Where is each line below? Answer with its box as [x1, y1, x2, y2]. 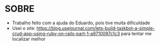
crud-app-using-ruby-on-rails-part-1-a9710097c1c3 [12, 30, 120, 36]
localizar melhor [12, 36, 46, 42]
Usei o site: [12, 25, 36, 31]
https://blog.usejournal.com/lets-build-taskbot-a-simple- [36, 25, 155, 31]
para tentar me [121, 30, 152, 36]
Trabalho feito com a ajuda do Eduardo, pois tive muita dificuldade [12, 20, 150, 26]
